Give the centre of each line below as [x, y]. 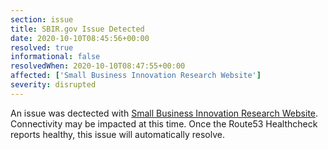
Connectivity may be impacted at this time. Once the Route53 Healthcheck [164, 123]
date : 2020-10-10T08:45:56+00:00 [80, 38]
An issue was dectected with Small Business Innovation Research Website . [164, 113]
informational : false [55, 57]
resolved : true [42, 47]
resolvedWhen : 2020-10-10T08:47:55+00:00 [98, 66]
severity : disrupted [53, 85]
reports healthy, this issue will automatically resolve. [117, 134]
